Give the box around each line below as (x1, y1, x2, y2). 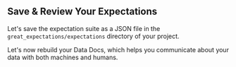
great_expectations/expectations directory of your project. (7, 32, 180, 40)
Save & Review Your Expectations (7, 6, 158, 18)
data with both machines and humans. (7, 53, 118, 61)
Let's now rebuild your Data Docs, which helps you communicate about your (7, 45, 229, 54)
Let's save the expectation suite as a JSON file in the (7, 24, 161, 32)
